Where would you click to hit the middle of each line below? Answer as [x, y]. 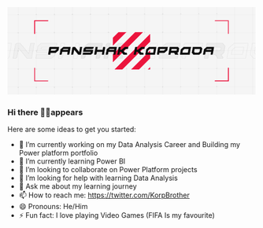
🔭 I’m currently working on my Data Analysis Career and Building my [130, 145]
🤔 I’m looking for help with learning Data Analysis [98, 178]
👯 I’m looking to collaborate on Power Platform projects [108, 170]
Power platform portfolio [58, 153]
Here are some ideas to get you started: [72, 130]
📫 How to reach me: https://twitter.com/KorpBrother [104, 195]
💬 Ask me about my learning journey [78, 186]
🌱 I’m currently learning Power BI [72, 161]
